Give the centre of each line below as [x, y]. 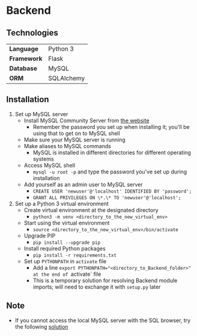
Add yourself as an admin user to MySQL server [83, 184]
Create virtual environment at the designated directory [91, 210]
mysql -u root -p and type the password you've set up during [110, 172]
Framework [26, 59]
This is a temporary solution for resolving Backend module [105, 280]
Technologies [32, 33]
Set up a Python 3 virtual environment [62, 204]
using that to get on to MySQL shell [76, 133]
